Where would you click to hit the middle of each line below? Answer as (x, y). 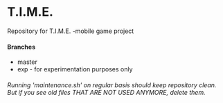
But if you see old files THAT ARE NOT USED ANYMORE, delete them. (106, 92)
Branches (21, 47)
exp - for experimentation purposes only (75, 69)
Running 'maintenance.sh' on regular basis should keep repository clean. (112, 85)
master (27, 62)
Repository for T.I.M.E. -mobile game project (71, 31)
